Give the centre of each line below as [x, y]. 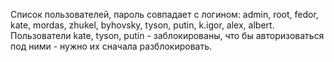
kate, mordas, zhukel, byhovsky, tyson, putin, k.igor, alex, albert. [142, 25]
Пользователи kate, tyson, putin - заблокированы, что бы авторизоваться [167, 35]
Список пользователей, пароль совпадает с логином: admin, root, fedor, [164, 14]
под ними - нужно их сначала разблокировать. [111, 46]
